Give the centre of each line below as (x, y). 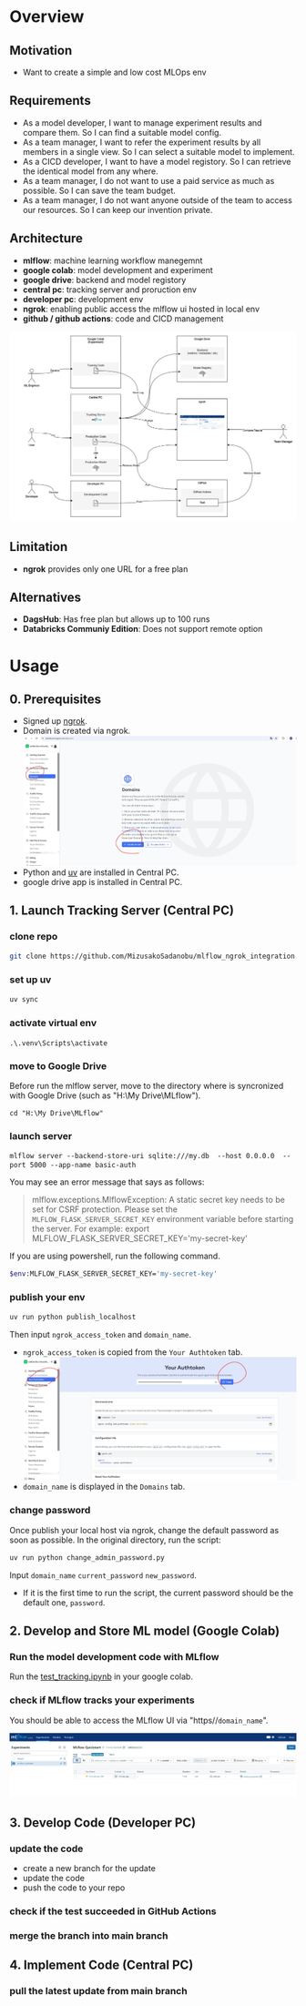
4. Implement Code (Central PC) (102, 1965)
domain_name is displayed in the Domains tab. (104, 1487)
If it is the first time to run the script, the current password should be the (158, 1593)
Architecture (46, 239)
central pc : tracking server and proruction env (110, 290)
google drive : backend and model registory (104, 280)
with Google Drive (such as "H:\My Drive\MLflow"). (105, 1095)
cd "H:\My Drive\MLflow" (56, 1113)
